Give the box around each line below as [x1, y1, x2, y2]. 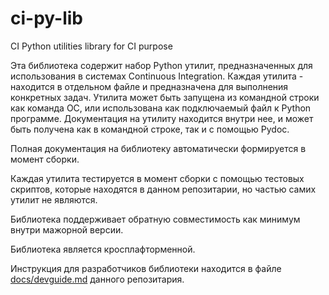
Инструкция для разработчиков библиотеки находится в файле [10, 262, 282, 274]
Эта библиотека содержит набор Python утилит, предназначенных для [10, 59, 313, 71]
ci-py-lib [10, 7, 83, 30]
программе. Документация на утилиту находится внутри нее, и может [10, 112, 314, 124]
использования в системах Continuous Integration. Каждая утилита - [10, 70, 304, 82]
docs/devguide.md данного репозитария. [10, 273, 185, 285]
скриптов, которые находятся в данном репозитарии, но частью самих [10, 183, 317, 195]
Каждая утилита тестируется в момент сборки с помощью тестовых [10, 172, 305, 184]
